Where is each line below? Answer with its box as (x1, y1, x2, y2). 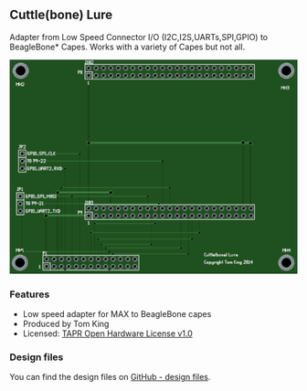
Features (9, 288, 50, 301)
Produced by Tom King (22, 318, 110, 329)
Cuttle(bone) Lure (9, 7, 113, 23)
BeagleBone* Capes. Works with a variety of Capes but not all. (9, 41, 246, 52)
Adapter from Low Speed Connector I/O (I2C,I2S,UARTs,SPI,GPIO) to (9, 31, 269, 42)
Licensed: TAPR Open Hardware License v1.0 (22, 328, 194, 339)
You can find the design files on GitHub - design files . (9, 372, 211, 383)
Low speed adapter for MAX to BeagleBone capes (22, 308, 212, 319)
